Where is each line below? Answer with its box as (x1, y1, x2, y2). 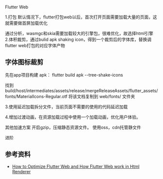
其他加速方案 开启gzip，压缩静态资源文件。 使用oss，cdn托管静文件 (5, 124, 142, 130)
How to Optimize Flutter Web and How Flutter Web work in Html (12, 163, 140, 169)
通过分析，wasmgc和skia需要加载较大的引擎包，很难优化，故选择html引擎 (5, 31, 154, 36)
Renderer (12, 168, 31, 174)
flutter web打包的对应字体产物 (5, 43, 65, 48)
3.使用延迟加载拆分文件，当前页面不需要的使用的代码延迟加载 (5, 104, 128, 110)
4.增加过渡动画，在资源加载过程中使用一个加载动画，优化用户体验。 (5, 114, 141, 120)
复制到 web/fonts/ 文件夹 (85, 93, 135, 99)
